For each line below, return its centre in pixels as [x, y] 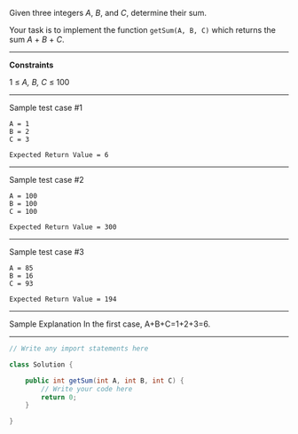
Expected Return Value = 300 [63, 227]
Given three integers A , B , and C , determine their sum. [108, 13]
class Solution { [41, 364]
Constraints [31, 65]
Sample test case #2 [47, 180]
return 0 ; [59, 397]
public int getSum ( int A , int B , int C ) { [105, 381]
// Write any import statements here [79, 349]
